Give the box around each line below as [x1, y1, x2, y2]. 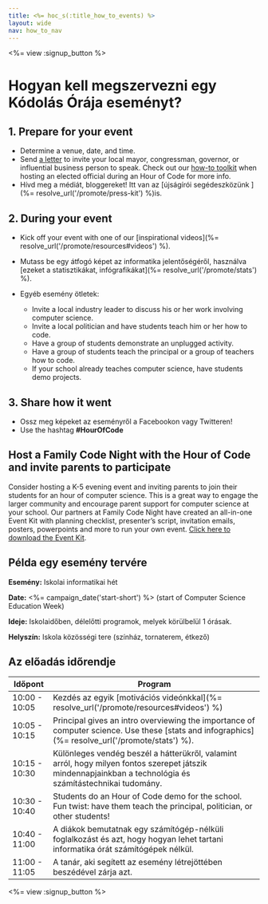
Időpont [13, 679, 44, 690]
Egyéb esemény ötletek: [19, 289, 100, 299]
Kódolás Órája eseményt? [8, 93, 182, 112]
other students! [53, 811, 110, 822]
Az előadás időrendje [8, 655, 116, 669]
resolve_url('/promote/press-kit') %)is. [35, 188, 162, 198]
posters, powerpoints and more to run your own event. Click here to [8, 524, 231, 534]
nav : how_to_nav [8, 26, 62, 34]
